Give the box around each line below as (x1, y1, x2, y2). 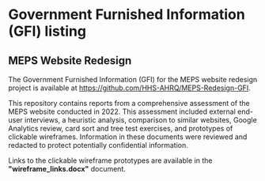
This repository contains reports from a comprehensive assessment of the (8, 99, 251, 107)
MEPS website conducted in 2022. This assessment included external (8, 107, 236, 116)
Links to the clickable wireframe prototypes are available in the (8, 156, 213, 165)
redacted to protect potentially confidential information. (8, 141, 188, 149)
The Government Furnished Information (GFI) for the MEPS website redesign (8, 75, 258, 84)
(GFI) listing (8, 22, 87, 40)
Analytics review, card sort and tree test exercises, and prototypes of (8, 124, 233, 133)
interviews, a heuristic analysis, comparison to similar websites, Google (25, 115, 257, 124)
